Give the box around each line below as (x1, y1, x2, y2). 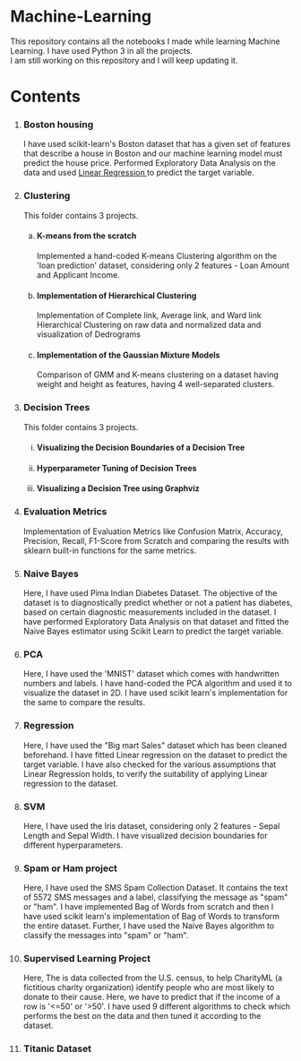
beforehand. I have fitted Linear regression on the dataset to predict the (22, 749, 288, 760)
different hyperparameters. (22, 840, 124, 850)
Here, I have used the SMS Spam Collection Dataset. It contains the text (22, 883, 288, 893)
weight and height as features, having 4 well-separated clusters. (36, 379, 275, 390)
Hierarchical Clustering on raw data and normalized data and (36, 320, 262, 331)
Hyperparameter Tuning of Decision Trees (36, 462, 197, 473)
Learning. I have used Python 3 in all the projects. (10, 45, 193, 56)
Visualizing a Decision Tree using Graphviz (36, 483, 200, 494)
